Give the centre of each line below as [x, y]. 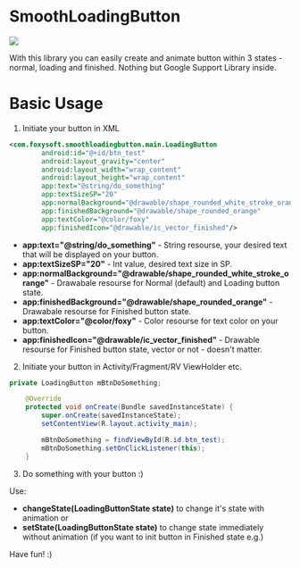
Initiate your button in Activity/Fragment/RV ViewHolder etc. [132, 366]
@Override [44, 399]
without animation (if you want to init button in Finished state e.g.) [143, 537]
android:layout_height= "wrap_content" [113, 178]
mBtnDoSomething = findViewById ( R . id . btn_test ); [133, 439]
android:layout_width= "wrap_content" [111, 170]
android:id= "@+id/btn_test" [93, 153]
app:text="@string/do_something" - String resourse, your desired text [154, 245]
